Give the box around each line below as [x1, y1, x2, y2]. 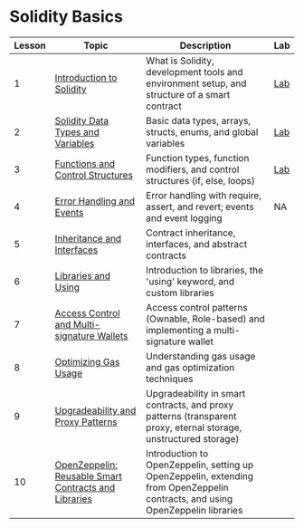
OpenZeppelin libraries [146, 504, 243, 516]
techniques [146, 372, 194, 385]
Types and [54, 125, 100, 138]
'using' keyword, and [146, 274, 235, 287]
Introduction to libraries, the [146, 264, 264, 276]
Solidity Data [54, 114, 109, 127]
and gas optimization [146, 360, 235, 373]
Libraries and [54, 269, 111, 282]
